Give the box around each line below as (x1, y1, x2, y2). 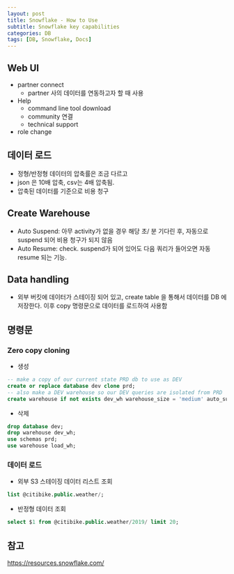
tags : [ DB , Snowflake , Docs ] (7, 36, 92, 43)
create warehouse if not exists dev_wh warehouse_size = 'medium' (7, 395, 204, 402)
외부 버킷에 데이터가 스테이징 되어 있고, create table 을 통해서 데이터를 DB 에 (17, 293, 227, 301)
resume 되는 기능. (17, 252, 68, 262)
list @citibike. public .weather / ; (7, 491, 104, 499)
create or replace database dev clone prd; (7, 382, 136, 389)
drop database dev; (7, 423, 64, 430)
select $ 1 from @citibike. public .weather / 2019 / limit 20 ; (7, 519, 179, 526)
